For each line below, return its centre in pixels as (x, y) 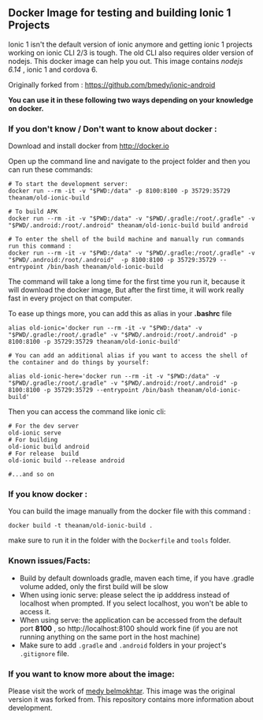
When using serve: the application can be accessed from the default (131, 620)
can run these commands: (50, 170)
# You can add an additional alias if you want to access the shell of (128, 356)
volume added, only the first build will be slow (94, 586)
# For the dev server (44, 426)
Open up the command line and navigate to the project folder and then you (129, 162)
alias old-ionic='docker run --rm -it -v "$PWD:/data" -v (105, 328)
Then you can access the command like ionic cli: (87, 412)
